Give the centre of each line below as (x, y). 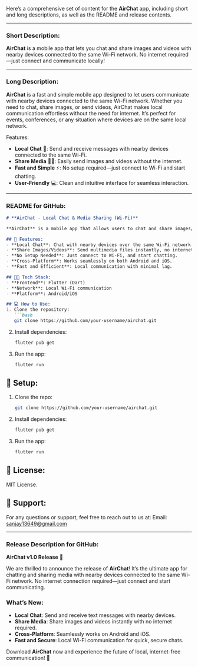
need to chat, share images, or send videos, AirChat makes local (84, 107)
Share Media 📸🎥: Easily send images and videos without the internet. (98, 161)
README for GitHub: (36, 205)
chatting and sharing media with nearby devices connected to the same (93, 575)
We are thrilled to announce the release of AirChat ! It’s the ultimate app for (97, 568)
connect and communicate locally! (63, 61)
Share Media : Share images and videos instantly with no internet (93, 622)
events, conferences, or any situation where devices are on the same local (96, 120)
